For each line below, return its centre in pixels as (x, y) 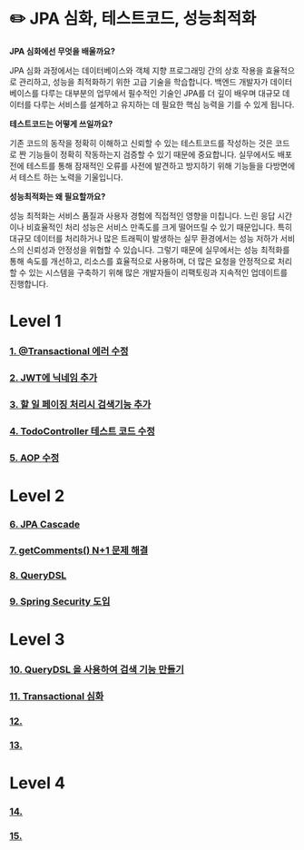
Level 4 (38, 783)
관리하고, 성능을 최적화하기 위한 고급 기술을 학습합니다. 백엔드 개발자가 (143, 82)
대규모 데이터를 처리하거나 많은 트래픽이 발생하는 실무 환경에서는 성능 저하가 (144, 238)
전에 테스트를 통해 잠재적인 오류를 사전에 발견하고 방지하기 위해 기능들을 (137, 165)
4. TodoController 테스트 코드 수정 (83, 430)
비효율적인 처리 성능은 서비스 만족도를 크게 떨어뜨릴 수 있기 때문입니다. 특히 (159, 227)
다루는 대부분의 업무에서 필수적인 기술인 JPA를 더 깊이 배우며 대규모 (161, 93)
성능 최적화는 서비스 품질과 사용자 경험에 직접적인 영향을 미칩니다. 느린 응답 (142, 215)
